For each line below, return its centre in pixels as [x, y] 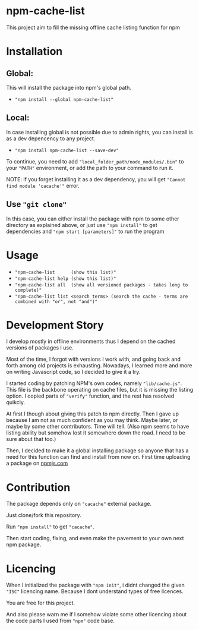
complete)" [28, 290]
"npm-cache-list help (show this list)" [65, 278]
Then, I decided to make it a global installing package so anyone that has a [97, 451]
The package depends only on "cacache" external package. [79, 504]
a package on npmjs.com [37, 463]
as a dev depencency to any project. [51, 138]
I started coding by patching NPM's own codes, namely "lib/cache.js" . [94, 383]
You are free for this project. [41, 603]
